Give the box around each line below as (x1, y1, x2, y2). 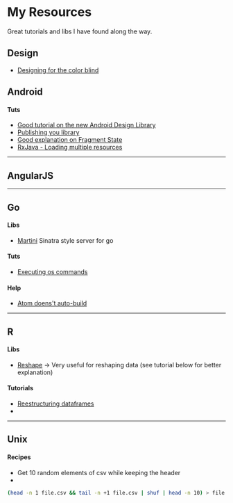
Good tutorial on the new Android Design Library (17, 121, 156, 129)
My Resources (7, 4, 92, 20)
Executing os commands (17, 267, 88, 276)
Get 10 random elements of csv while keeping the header (17, 468, 181, 477)
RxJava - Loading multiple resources (17, 143, 123, 152)
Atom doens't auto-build (17, 299, 87, 308)
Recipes (7, 453, 31, 461)
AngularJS (7, 170, 54, 182)
